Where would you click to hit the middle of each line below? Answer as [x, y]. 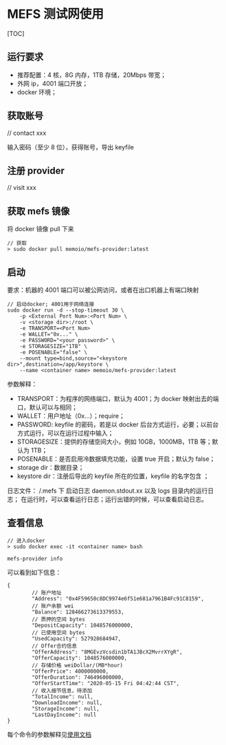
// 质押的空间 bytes [59, 619]
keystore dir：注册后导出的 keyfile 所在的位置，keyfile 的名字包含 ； [113, 476]
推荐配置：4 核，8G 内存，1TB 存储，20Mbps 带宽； [92, 75]
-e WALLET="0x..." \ [49, 334]
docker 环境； [37, 92]
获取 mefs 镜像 [38, 211]
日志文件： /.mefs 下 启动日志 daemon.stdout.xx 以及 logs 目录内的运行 [108, 490]
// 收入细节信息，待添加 [62, 691]
